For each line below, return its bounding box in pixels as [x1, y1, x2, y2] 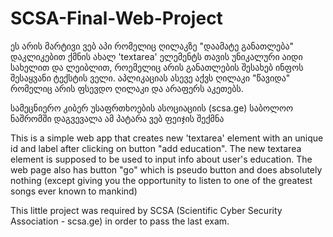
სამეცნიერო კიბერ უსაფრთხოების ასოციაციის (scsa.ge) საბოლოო [10, 102, 293, 114]
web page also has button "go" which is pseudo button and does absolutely [10, 163, 323, 176]
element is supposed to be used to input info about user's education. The [10, 153, 313, 165]
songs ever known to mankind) [10, 185, 138, 197]
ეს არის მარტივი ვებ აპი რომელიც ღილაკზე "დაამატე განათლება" [10, 40, 295, 52]
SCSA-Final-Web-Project [10, 7, 223, 30]
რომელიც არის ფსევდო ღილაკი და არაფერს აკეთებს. [10, 82, 244, 94]
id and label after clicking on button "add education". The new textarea [10, 142, 302, 154]
